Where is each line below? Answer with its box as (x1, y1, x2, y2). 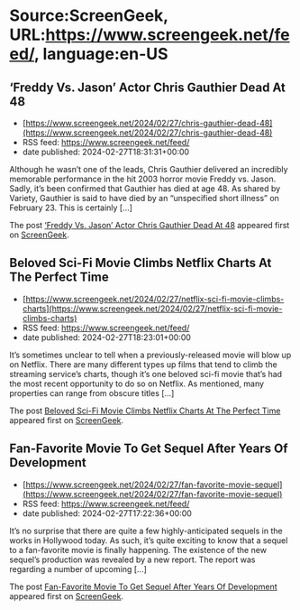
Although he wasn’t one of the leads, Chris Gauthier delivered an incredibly (9, 164, 288, 174)
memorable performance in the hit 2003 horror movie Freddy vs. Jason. (9, 173, 277, 184)
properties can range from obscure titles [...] (9, 387, 175, 398)
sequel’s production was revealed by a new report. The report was (9, 554, 256, 565)
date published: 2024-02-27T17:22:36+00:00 (22, 507, 192, 519)
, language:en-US (34, 44, 168, 64)
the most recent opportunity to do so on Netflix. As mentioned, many (9, 378, 264, 389)
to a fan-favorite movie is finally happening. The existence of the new (9, 544, 268, 555)
